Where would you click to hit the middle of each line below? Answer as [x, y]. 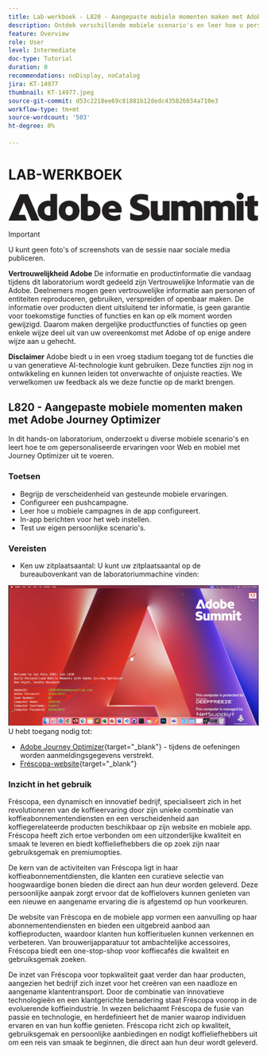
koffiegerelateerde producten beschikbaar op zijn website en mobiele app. [130, 827]
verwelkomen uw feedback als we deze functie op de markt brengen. [122, 382]
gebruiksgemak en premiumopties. [65, 853]
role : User [26, 42]
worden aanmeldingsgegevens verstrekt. [87, 755]
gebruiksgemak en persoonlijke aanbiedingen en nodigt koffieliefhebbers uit [133, 1034]
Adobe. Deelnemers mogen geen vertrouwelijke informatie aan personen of [132, 291]
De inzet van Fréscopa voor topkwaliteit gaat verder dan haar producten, [127, 975]
